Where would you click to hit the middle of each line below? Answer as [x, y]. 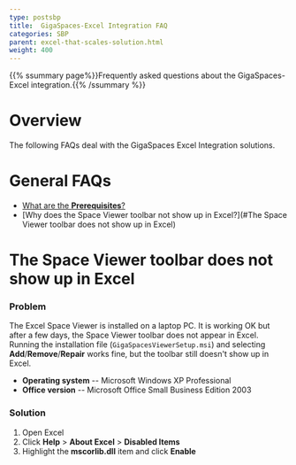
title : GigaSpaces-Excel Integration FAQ [88, 26]
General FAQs [61, 181]
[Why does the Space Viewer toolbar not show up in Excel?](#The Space [155, 215]
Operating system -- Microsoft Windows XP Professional [126, 381]
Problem [28, 306]
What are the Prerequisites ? [74, 205]
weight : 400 [31, 50]
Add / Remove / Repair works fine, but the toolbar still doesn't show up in [139, 354]
